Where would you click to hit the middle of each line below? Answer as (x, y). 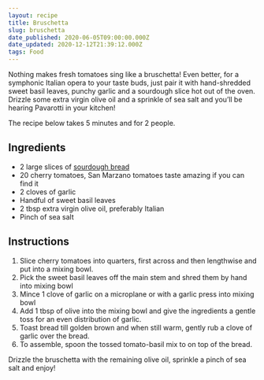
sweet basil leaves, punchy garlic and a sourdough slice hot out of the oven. (132, 91)
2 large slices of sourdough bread (74, 167)
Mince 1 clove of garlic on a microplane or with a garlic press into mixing (137, 294)
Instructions (39, 242)
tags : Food (26, 52)
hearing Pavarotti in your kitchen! (62, 108)
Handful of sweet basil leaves (67, 200)
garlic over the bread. (54, 336)
